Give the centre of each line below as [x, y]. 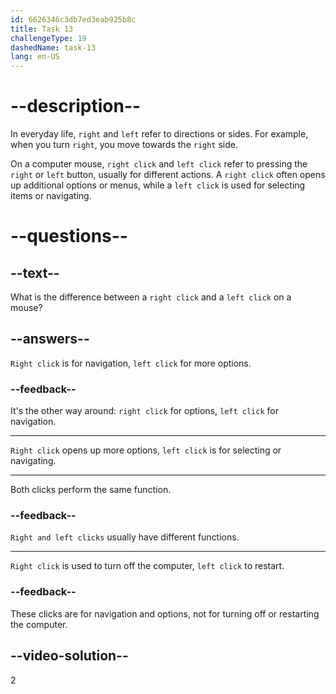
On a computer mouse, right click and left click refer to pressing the [159, 164]
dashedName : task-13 [53, 47]
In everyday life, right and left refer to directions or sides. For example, [159, 134]
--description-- [76, 106]
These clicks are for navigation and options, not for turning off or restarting [165, 613]
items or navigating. [51, 196]
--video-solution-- [69, 656]
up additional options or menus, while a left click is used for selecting [158, 185]
